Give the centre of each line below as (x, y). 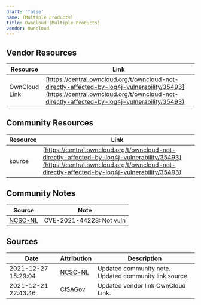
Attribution (76, 258)
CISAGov (73, 289)
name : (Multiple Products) (40, 17)
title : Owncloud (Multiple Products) (53, 23)
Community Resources (50, 123)
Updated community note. (134, 268)
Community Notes (41, 194)
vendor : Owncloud (28, 28)
